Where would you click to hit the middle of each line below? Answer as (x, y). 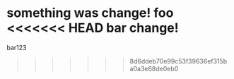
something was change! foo (90, 13)
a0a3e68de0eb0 (154, 68)
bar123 (17, 47)
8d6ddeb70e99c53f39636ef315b (179, 61)
